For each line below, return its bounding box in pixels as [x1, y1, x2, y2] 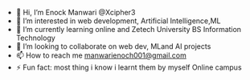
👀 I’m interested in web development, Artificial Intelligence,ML [15, 16, 221, 26]
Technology [15, 33, 56, 42]
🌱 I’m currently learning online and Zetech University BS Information [15, 25, 242, 34]
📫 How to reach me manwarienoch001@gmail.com [15, 50, 186, 60]
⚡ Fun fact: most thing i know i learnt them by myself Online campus [15, 62, 243, 72]
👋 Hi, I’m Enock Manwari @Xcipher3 [15, 8, 136, 17]
